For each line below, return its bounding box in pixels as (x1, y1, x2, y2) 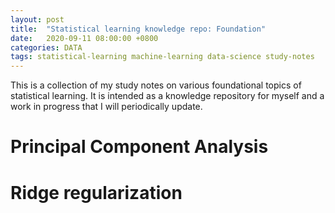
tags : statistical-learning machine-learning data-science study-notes (10, 52, 315, 62)
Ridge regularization (10, 181, 183, 204)
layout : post (10, 14, 65, 25)
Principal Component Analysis (10, 136, 269, 158)
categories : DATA (10, 42, 83, 53)
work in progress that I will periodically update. (10, 101, 203, 113)
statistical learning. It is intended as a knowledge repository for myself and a (10, 90, 325, 102)
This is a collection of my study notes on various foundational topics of (10, 79, 302, 91)
